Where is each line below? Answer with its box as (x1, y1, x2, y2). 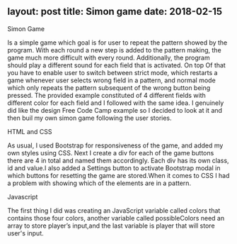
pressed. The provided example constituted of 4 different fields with (7, 91, 207, 99)
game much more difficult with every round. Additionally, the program (7, 53, 210, 62)
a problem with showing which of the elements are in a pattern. (7, 179, 192, 187)
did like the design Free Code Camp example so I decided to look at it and (7, 106, 223, 114)
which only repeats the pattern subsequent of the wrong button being (7, 83, 211, 91)
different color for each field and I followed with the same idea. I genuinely (7, 99, 224, 107)
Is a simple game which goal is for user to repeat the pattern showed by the (7, 38, 228, 47)
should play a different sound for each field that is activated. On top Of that (7, 60, 226, 70)
